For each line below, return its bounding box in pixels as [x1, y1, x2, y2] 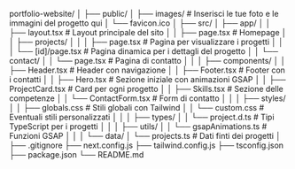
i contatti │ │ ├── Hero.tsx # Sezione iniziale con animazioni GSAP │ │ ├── [9, 74, 286, 84]
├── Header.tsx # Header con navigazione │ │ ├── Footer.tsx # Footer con [9, 65, 286, 75]
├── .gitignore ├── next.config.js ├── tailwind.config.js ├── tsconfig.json [9, 140, 284, 150]
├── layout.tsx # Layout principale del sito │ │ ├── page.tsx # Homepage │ [9, 27, 287, 37]
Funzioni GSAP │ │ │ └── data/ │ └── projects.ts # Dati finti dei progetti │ [9, 131, 282, 141]
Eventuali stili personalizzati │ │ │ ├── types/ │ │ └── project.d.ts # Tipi [9, 111, 275, 122]
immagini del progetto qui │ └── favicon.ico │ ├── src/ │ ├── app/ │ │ [9, 18, 271, 28]
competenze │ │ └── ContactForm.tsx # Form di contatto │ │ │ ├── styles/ [9, 93, 286, 104]
